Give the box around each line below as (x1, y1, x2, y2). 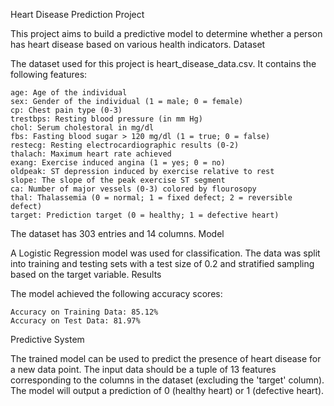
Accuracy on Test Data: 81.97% (10, 316, 141, 326)
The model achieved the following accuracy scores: (10, 288, 223, 299)
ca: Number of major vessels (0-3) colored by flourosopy (10, 184, 257, 194)
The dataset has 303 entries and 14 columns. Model (10, 228, 225, 239)
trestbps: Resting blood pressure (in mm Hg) (10, 114, 203, 124)
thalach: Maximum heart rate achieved (10, 149, 172, 159)
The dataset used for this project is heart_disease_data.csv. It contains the (10, 58, 317, 69)
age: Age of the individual (10, 88, 128, 98)
